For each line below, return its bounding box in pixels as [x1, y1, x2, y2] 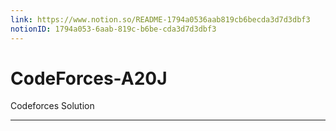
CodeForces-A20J [10, 67, 168, 90]
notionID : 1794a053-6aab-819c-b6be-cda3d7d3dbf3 [10, 24, 217, 34]
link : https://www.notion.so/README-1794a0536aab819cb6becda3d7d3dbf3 [10, 14, 311, 25]
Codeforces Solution [10, 100, 95, 112]
